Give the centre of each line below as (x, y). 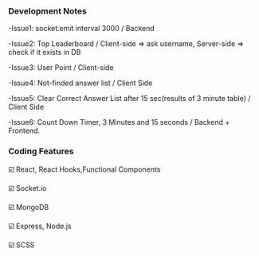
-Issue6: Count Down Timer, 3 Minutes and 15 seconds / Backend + (119, 122)
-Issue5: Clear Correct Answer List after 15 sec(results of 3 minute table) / (129, 99)
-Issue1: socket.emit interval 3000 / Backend (82, 29)
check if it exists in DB (45, 52)
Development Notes (48, 11)
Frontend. (24, 131)
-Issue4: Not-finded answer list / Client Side (80, 83)
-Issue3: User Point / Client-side (61, 68)
